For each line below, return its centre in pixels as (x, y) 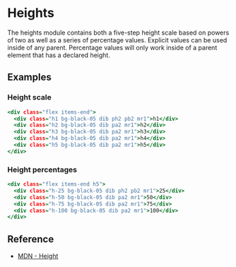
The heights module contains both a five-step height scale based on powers (118, 32)
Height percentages (42, 170)
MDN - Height (38, 256)
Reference (31, 239)
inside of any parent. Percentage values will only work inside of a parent (112, 47)
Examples (29, 77)
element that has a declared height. (59, 55)
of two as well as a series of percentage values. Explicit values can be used (117, 40)
